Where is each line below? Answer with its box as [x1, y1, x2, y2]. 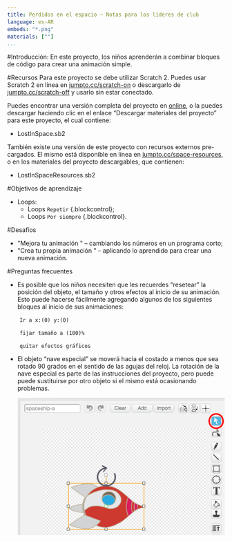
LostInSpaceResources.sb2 [17, 171, 95, 180]
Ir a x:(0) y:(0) [19, 317, 70, 324]
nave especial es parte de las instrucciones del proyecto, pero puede [17, 369, 214, 378]
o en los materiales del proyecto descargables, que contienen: [7, 157, 184, 166]
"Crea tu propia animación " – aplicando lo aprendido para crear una [17, 246, 212, 255]
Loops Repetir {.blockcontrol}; [27, 205, 115, 213]
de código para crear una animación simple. [7, 60, 133, 68]
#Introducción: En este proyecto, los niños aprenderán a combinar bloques [7, 52, 220, 61]
